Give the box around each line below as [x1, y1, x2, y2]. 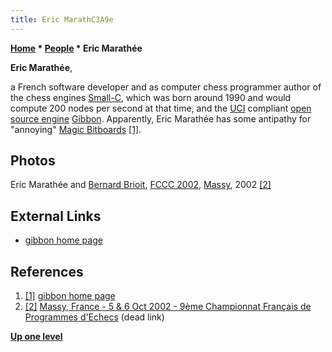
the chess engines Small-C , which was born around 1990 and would [10, 91, 292, 103]
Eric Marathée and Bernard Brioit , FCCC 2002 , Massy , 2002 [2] [10, 179, 272, 191]
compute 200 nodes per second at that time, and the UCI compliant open [10, 102, 312, 114]
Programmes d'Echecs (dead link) [24, 311, 165, 323]
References [10, 263, 84, 280]
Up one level [10, 331, 63, 343]
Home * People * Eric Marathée [10, 42, 143, 54]
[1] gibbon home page [24, 290, 116, 302]
